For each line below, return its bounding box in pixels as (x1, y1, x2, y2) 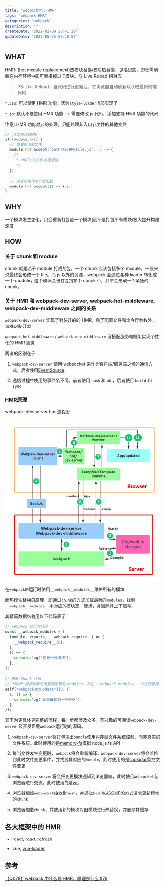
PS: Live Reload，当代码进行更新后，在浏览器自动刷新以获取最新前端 (17, 83, 157, 89)
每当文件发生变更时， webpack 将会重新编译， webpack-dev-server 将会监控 (12, 750, 159, 756)
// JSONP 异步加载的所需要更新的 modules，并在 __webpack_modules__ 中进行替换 (5, 682, 159, 687)
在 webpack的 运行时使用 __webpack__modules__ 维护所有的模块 (5, 586, 125, 592)
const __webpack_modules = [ (5, 629, 65, 634)
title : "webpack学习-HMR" (5, 8, 57, 13)
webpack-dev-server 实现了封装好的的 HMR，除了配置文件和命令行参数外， (5, 317, 157, 323)
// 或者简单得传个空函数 (9, 179, 53, 184)
